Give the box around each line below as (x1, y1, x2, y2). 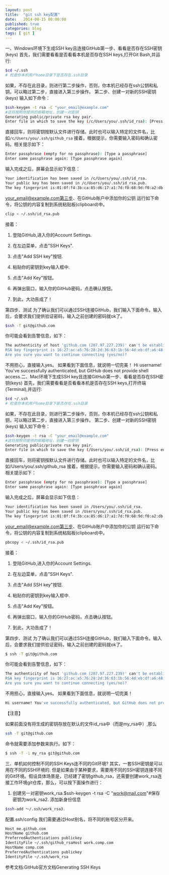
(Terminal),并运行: (5, 386, 43, 392)
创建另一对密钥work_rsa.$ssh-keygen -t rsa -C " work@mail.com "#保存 (12, 790, 160, 796)
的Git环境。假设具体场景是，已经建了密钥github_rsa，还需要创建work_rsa (5, 773, 157, 779)
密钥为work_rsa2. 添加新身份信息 (12, 796, 81, 802)
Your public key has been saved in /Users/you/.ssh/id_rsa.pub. (5, 509, 143, 514)
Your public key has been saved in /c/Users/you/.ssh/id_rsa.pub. (5, 180, 147, 185)
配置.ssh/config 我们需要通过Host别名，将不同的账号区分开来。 (5, 816, 137, 822)
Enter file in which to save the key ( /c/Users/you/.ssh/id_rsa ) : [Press (5, 119, 163, 124)
